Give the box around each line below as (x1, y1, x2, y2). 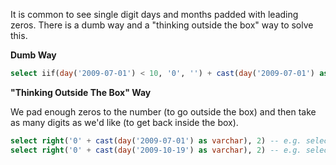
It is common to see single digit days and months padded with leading (10, 9, 299, 20)
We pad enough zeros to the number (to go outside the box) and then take (10, 105, 317, 118)
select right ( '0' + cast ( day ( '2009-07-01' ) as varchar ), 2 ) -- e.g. (10, 135, 302, 146)
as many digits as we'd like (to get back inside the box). (10, 116, 239, 128)
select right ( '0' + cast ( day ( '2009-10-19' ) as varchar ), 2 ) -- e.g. (10, 145, 302, 155)
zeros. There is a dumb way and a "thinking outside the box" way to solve (10, 19, 314, 31)
